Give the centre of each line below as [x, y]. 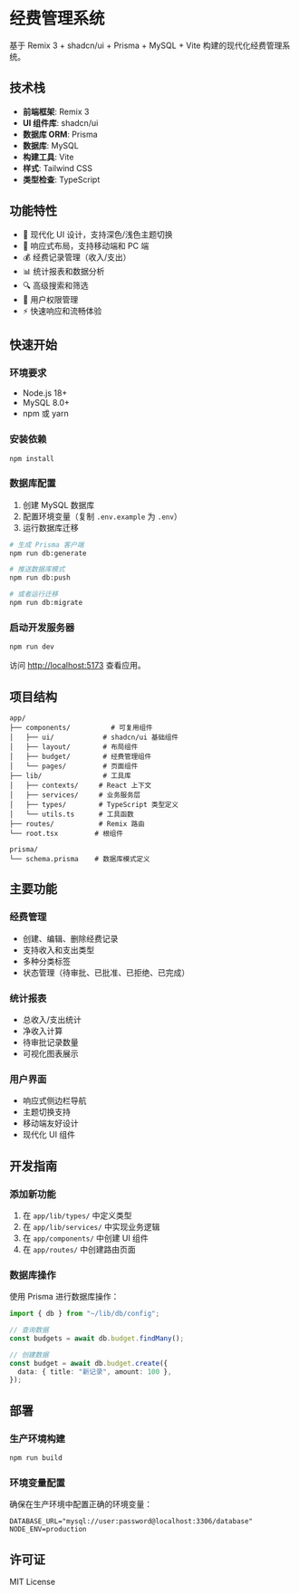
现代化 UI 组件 [48, 1135]
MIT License [33, 1582]
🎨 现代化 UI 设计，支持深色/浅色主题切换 [98, 234]
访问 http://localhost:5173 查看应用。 [78, 666]
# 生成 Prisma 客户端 [47, 544]
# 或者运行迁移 [34, 594]
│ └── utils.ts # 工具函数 [72, 814]
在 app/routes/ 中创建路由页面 [79, 1249]
